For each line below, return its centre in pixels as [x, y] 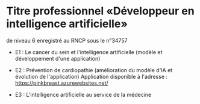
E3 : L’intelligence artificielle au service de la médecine [83, 94]
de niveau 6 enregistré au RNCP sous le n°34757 [67, 40]
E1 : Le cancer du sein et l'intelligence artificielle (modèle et [89, 52]
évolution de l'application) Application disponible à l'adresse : [91, 76]
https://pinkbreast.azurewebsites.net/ [61, 83]
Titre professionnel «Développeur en [100, 11]
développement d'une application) [58, 58]
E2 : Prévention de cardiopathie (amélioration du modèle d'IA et [94, 70]
